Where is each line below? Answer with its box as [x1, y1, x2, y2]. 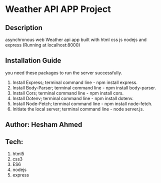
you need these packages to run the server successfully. [5, 69, 122, 75]
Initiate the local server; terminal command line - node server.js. [12, 106, 144, 112]
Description [5, 23, 42, 32]
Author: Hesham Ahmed [5, 120, 82, 129]
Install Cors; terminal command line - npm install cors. [12, 90, 124, 96]
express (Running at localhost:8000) [5, 42, 80, 48]
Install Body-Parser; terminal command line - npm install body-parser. [12, 84, 156, 90]
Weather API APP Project [5, 3, 111, 15]
